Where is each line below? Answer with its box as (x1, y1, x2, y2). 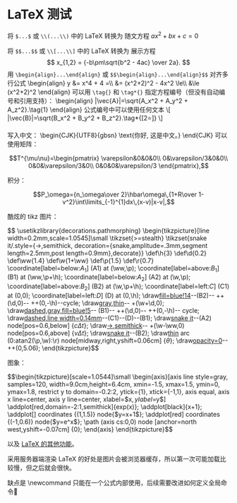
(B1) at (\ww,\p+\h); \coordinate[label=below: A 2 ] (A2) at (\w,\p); (7, 273, 191, 283)
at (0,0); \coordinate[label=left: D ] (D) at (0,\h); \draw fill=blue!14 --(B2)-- (7, 291, 215, 300)
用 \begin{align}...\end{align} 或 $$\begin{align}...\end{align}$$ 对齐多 (7, 70, 229, 78)
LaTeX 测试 (7, 6, 72, 23)
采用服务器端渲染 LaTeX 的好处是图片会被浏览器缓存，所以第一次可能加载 (7, 454, 220, 463)
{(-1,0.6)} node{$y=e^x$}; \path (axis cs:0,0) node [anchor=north (7, 418, 197, 426)
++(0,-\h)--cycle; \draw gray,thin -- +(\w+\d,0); (30, 298, 164, 307)
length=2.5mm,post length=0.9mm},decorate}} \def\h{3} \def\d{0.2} (7, 249, 207, 257)
